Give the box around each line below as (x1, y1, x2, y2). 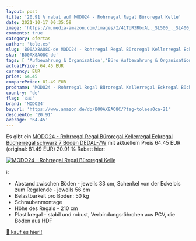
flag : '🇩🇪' (6, 95, 35, 101)
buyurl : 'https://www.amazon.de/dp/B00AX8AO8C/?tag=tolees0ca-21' (6, 106, 171, 112)
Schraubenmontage (14, 199, 62, 206)
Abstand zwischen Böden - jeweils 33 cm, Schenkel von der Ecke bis (14, 180, 181, 187)
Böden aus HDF (14, 217, 52, 225)
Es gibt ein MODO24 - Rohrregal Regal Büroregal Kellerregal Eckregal (6, 133, 173, 140)
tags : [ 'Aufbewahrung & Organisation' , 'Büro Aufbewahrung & (6, 57, 158, 63)
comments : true (6, 30, 43, 36)
